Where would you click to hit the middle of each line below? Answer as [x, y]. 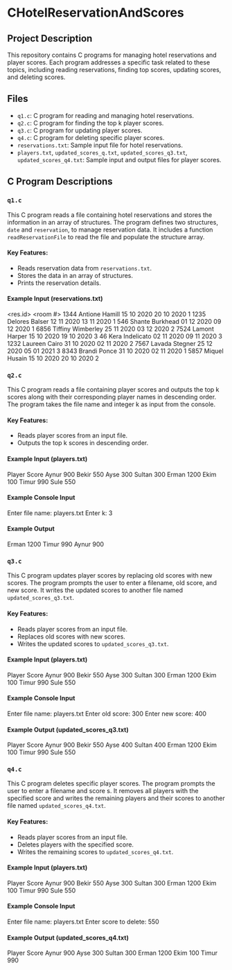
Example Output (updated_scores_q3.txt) [68, 729]
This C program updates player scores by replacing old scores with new [110, 575]
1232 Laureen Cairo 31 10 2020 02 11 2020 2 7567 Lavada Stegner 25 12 [110, 343]
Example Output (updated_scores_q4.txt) [68, 937]
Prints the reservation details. [59, 283]
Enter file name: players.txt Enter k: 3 [60, 513]
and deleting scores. [36, 77]
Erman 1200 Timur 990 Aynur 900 [56, 544]
